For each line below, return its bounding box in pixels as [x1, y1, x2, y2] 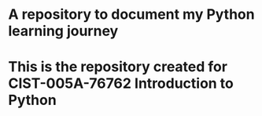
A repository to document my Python [8, 5, 255, 24]
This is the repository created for [8, 58, 228, 76]
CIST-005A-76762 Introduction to [8, 74, 234, 92]
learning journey [8, 22, 119, 40]
